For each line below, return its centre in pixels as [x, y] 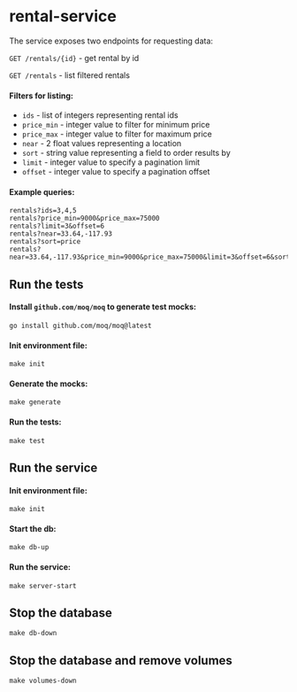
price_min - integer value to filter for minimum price [116, 125]
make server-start [43, 586]
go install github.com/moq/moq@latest [80, 325]
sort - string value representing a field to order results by [126, 153]
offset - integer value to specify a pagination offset [116, 172]
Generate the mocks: [49, 384]
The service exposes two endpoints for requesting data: [111, 41]
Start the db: [33, 528]
